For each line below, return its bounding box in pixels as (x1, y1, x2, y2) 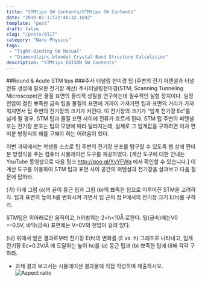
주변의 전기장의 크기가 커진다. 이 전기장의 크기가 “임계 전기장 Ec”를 (33, 107, 191, 114)
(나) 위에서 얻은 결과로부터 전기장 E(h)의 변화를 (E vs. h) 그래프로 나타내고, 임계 (6, 234, 194, 241)
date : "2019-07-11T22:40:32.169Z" (6, 15, 93, 21)
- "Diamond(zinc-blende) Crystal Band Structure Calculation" (8, 54, 169, 60)
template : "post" (6, 20, 50, 26)
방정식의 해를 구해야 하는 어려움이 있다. (17, 130, 110, 137)
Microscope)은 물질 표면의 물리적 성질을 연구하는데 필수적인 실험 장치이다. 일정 (6, 92, 194, 99)
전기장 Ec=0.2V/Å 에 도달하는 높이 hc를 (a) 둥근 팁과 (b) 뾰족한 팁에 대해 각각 (6, 241, 189, 249)
